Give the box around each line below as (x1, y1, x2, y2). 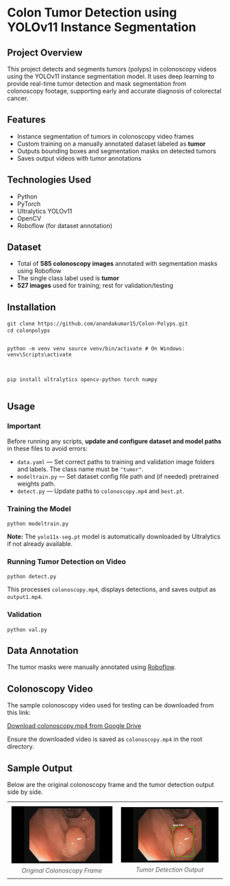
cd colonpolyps (7, 328, 51, 334)
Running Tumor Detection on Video (7, 556, 127, 566)
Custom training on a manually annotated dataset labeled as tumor (16, 139, 206, 148)
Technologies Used (7, 174, 91, 186)
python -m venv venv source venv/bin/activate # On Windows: (7, 345, 186, 352)
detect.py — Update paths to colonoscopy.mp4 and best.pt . (16, 486, 185, 495)
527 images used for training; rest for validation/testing (16, 282, 173, 290)
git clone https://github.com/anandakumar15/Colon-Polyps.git (7, 321, 188, 328)
